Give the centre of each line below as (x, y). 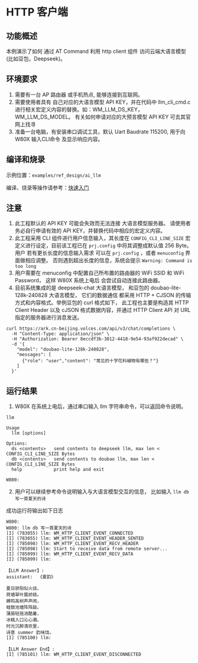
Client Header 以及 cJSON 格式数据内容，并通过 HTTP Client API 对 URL (103, 310)
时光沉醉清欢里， (24, 626)
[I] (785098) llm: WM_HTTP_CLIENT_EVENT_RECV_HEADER (72, 544)
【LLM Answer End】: (30, 649)
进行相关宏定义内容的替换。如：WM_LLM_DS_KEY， (79, 109)
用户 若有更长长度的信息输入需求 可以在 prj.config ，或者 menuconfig (99, 253)
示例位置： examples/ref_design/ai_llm (54, 175)
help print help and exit (58, 470)
